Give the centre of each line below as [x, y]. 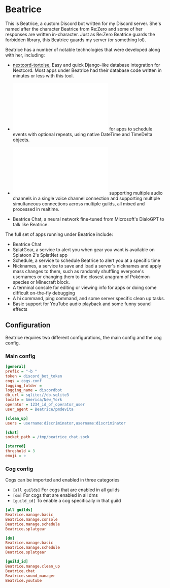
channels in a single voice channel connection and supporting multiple [86, 198]
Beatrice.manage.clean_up [32, 566]
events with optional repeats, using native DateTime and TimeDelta [82, 134]
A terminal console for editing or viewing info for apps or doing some [84, 287]
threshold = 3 [20, 451]
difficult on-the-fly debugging [44, 293]
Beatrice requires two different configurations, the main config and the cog [83, 337]
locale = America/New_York [34, 400]
